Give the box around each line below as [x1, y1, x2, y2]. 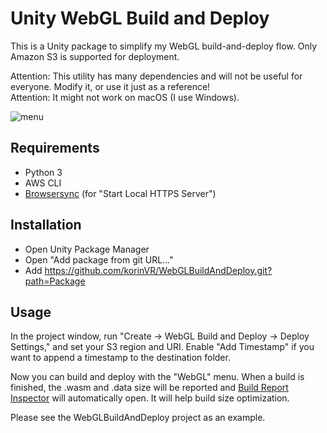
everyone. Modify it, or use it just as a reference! [10, 80, 211, 92]
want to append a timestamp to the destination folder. [10, 352, 231, 364]
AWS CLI [24, 177, 62, 189]
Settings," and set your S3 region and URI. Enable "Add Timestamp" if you [10, 341, 315, 353]
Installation [10, 217, 82, 234]
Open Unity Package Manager [24, 243, 150, 255]
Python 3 [24, 166, 63, 178]
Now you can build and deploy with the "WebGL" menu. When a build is [10, 371, 305, 383]
